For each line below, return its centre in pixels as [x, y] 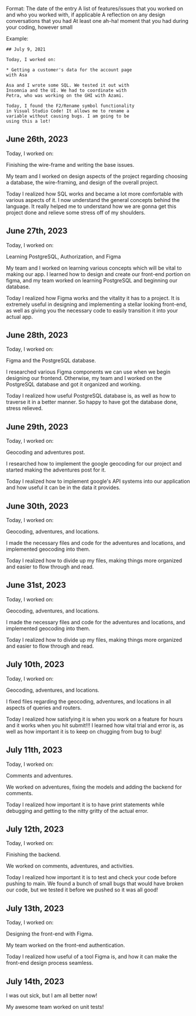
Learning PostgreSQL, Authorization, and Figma [63, 256]
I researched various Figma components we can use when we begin [88, 372]
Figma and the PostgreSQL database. [51, 361]
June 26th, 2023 [37, 139]
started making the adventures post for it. [56, 470]
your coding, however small [39, 27]
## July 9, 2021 [26, 49]
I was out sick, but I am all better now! [52, 995]
